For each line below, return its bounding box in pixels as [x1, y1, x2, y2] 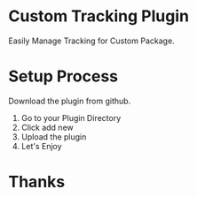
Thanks [8, 172, 66, 192]
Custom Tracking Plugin [8, 6, 190, 27]
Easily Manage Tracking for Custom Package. [8, 35, 175, 46]
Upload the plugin [20, 131, 87, 142]
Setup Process [8, 66, 119, 87]
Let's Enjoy [20, 140, 63, 151]
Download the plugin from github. [8, 95, 131, 106]
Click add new [20, 122, 75, 133]
